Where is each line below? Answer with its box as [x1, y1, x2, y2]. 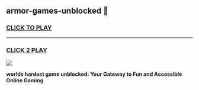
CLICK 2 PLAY [6, 46, 47, 54]
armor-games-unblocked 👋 [6, 6, 108, 16]
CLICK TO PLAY [6, 24, 52, 32]
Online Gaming [6, 76, 44, 83]
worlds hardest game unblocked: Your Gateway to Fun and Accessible [6, 70, 182, 78]
